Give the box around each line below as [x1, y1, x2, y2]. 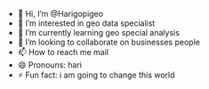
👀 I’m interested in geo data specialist [17, 18, 156, 28]
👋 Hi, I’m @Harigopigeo [17, 9, 104, 19]
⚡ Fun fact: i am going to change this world [17, 69, 175, 80]
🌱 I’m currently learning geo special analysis [17, 28, 181, 37]
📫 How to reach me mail [17, 47, 109, 57]
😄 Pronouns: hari [17, 60, 83, 70]
